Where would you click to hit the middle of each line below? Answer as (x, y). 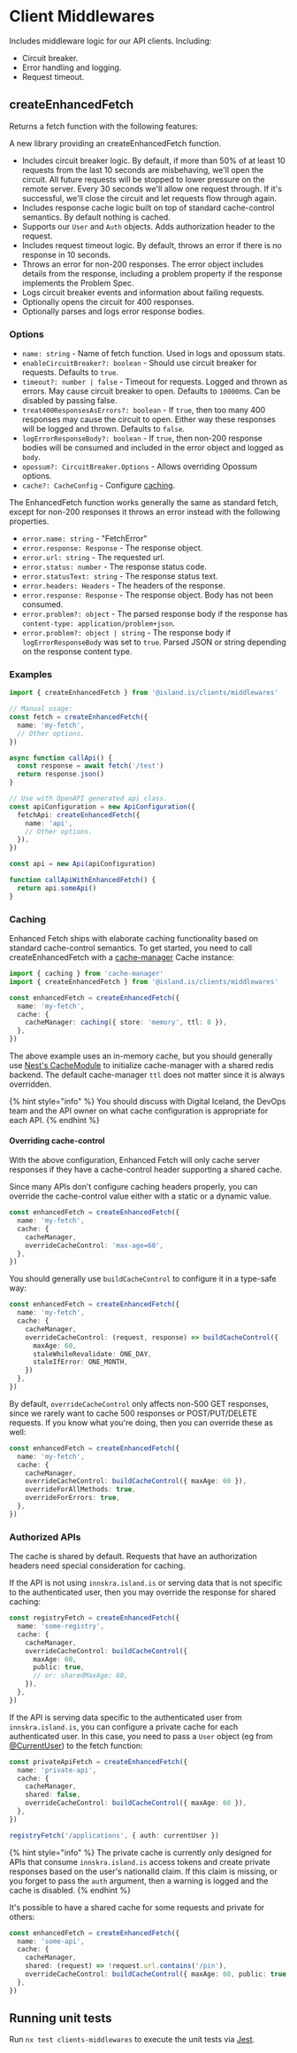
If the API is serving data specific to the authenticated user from (126, 1717)
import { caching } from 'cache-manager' (87, 974)
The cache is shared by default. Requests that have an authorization (133, 1557)
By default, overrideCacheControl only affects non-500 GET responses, (139, 1403)
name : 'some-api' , (51, 1941)
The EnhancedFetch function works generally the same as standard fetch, (144, 503)
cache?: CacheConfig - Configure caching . (99, 486)
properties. (29, 521)
